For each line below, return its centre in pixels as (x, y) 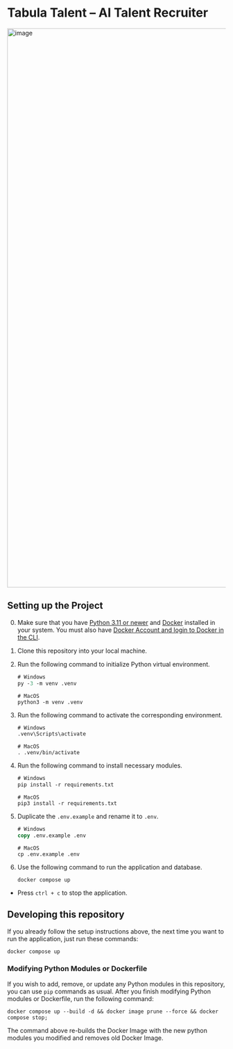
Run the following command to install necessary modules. (100, 765)
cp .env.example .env (48, 854)
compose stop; (28, 1017)
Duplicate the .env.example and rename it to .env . (88, 816)
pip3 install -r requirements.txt (67, 804)
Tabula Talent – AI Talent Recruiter (108, 13)
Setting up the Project (55, 606)
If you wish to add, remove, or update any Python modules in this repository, (116, 984)
